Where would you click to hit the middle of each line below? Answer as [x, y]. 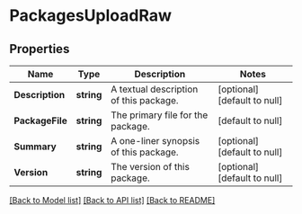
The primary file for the [160, 115]
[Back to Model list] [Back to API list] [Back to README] [112, 200]
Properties [40, 49]
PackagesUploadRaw [91, 16]
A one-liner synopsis [155, 141]
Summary [35, 147]
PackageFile [40, 120]
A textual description [155, 89]
